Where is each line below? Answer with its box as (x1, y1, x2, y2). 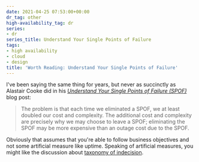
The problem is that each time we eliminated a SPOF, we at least (20, 106, 180, 113)
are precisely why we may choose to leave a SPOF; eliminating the (20, 118, 185, 125)
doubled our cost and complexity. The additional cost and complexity (20, 112, 192, 119)
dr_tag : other (6, 14, 42, 20)
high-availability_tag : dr (6, 20, 74, 26)
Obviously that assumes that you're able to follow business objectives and (6, 136, 189, 143)
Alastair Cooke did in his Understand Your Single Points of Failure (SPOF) (6, 88, 187, 95)
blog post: (6, 94, 31, 101)
